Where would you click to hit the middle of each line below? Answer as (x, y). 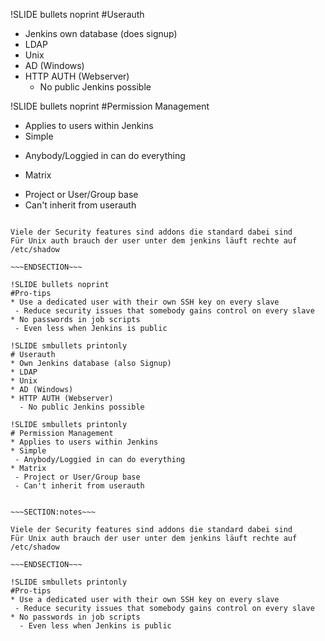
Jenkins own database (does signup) (101, 33)
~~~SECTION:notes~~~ (53, 512)
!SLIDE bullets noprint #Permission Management (110, 106)
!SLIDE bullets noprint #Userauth (77, 14)
